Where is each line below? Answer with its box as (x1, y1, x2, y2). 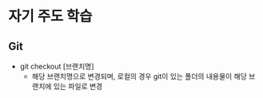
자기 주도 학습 (8, 7, 93, 25)
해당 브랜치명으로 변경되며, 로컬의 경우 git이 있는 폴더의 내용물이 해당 (31, 72, 248, 80)
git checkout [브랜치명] (19, 61, 94, 71)
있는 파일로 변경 (53, 81, 103, 91)
